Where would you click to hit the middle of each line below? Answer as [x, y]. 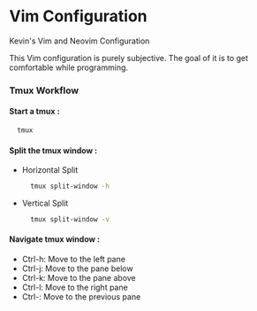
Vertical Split [45, 203]
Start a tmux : [34, 112]
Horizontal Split [50, 170]
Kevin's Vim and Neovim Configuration [79, 41]
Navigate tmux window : [54, 239]
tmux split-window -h [70, 187]
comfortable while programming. [69, 67]
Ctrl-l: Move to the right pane [75, 288]
